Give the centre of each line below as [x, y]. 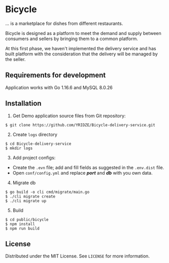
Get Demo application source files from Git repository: [69, 116]
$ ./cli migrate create [30, 196]
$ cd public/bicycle [27, 219]
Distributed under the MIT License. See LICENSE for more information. [77, 256]
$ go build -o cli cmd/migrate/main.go [47, 192]
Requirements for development [56, 75]
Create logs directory [35, 134]
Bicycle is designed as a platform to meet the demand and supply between [83, 33]
